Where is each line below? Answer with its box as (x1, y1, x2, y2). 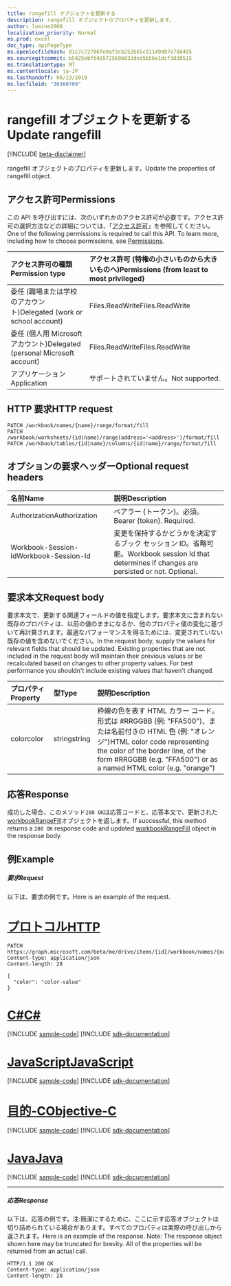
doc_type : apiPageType (7, 42, 72, 49)
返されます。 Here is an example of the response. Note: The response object (7, 1232, 222, 1241)
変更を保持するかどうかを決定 (113, 528, 210, 537)
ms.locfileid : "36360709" (7, 81, 81, 87)
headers (7, 472, 44, 484)
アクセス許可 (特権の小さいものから (89, 255, 204, 264)
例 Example (7, 853, 54, 865)
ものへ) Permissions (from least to (96, 265, 208, 274)
